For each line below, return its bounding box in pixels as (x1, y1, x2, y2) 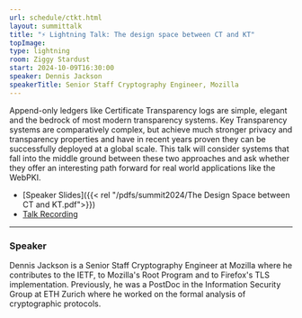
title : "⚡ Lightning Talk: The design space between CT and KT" (9, 30, 255, 39)
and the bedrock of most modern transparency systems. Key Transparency (9, 114, 288, 125)
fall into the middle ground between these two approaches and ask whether (9, 152, 290, 163)
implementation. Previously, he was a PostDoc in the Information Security (9, 278, 281, 289)
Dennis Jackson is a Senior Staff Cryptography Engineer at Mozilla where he (9, 259, 293, 270)
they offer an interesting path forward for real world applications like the (9, 162, 276, 173)
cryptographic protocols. (9, 298, 102, 309)
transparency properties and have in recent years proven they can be (9, 133, 267, 144)
